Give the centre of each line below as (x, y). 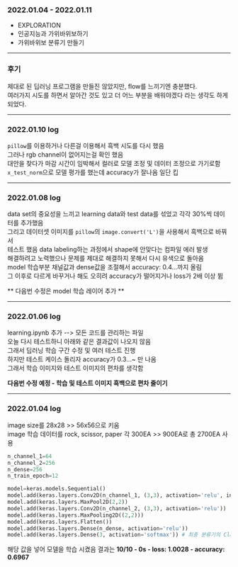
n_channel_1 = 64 (30, 456)
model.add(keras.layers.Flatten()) (60, 522)
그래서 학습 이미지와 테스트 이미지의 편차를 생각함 (75, 368)
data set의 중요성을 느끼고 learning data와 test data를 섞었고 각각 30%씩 (110, 214)
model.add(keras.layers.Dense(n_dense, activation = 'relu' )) (98, 528)
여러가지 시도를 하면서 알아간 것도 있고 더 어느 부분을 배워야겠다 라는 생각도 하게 (118, 95)
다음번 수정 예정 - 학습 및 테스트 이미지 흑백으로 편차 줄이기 (87, 383)
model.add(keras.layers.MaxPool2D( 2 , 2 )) (68, 502)
